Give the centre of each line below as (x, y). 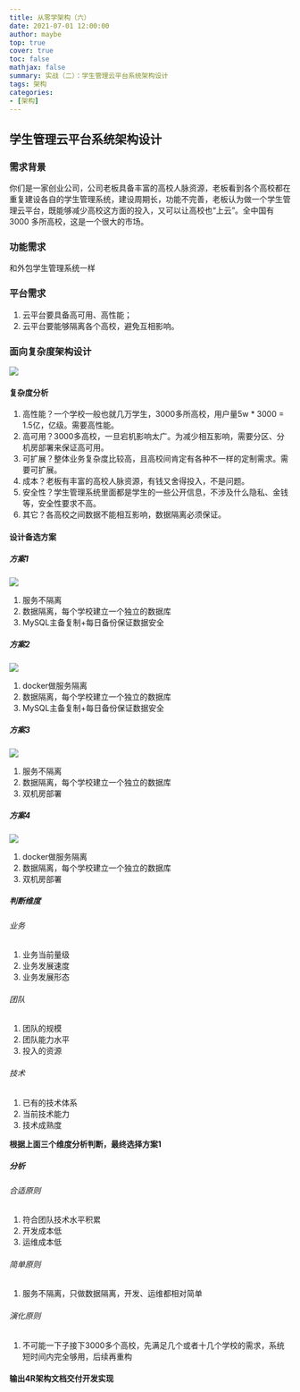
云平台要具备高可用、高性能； (77, 315)
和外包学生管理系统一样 (52, 268)
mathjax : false (37, 68)
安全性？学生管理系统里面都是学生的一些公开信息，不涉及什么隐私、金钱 (155, 492)
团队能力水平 (46, 1040)
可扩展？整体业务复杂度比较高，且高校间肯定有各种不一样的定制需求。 (151, 459)
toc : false (29, 59)
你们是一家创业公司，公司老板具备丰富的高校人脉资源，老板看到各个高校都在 (150, 188)
